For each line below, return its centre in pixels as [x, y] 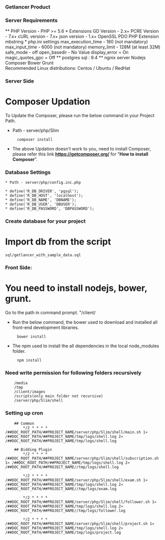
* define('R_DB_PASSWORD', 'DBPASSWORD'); [50, 209]
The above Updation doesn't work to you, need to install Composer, [82, 149]
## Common [24, 423]
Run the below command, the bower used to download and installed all [85, 322]
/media [21, 383]
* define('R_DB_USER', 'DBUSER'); [41, 204]
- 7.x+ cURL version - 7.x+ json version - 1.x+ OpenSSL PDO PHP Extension [82, 36]
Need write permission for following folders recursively [73, 373]
